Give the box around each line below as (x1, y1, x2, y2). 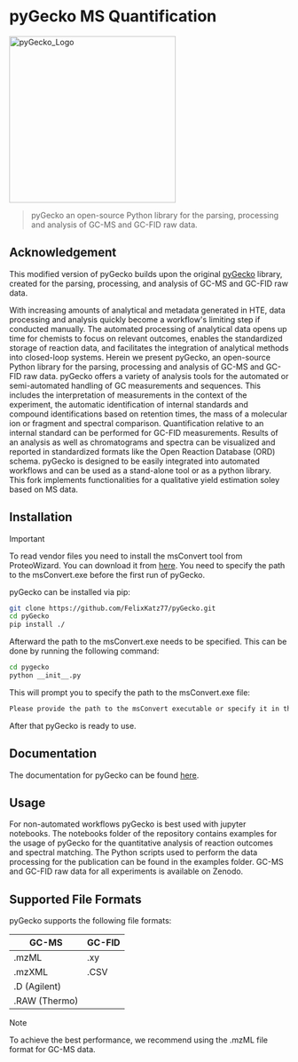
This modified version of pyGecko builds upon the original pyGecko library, (9, 268, 283, 279)
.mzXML (13, 966, 49, 979)
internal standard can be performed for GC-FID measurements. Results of (9, 427, 278, 438)
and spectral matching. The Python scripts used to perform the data (9, 847, 258, 858)
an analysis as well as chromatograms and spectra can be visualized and (9, 437, 276, 448)
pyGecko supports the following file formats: (9, 915, 172, 926)
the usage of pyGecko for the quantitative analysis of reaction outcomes (9, 837, 273, 849)
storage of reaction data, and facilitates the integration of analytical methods (9, 342, 289, 353)
